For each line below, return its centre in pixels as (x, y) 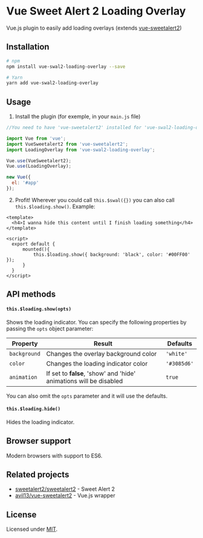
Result (103, 343)
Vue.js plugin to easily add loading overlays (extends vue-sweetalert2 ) (94, 28)
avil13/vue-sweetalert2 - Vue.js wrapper (65, 496)
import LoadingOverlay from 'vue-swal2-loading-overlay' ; (81, 149)
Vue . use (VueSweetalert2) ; (39, 161)
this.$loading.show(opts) (39, 309)
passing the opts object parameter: (50, 329)
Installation (28, 47)
